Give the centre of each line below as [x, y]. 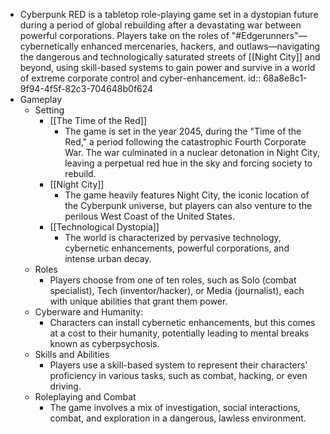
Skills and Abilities [72, 354]
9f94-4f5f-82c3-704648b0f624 [86, 88]
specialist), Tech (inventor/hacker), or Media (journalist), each [177, 290]
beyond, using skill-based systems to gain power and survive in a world [167, 67]
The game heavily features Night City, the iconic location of [187, 195]
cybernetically [49, 46]
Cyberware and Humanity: [89, 312]
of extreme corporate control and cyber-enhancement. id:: [140, 78]
